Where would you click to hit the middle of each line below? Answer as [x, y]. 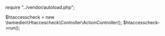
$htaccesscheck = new [30, 17]
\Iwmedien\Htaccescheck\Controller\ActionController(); [64, 23]
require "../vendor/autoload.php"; [40, 7]
